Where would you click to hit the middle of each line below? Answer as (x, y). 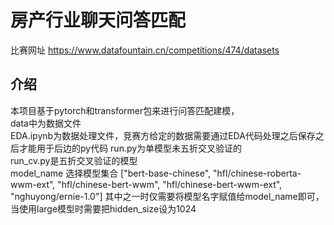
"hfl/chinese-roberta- (257, 173)
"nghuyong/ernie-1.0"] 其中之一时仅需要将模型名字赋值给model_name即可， (167, 196)
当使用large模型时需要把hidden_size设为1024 (103, 208)
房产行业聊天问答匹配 (98, 20)
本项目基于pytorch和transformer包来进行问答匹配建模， (125, 110)
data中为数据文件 (46, 123)
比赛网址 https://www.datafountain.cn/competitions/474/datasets (145, 50)
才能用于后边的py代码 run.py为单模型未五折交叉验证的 (130, 148)
